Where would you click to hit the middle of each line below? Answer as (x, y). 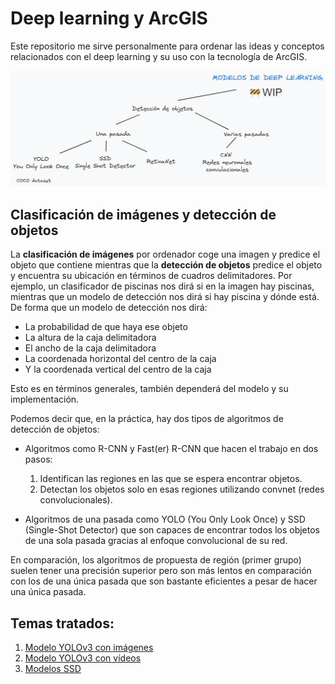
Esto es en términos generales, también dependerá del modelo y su (149, 389)
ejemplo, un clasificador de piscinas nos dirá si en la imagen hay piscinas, (162, 286)
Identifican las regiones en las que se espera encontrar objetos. (171, 479)
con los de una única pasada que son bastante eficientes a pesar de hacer (164, 581)
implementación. (45, 399)
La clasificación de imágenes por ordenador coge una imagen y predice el (165, 254)
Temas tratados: (62, 623)
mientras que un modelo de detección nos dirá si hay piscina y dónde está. (165, 297)
